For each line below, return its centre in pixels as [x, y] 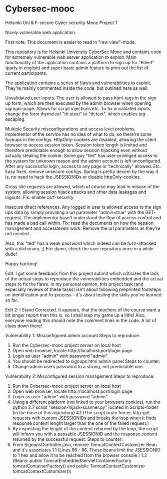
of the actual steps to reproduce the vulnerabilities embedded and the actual [84, 278]
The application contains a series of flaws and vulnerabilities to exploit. [78, 83]
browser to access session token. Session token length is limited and [76, 145]
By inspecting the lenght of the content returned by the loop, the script [85, 428]
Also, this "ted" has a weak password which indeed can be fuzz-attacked [81, 243]
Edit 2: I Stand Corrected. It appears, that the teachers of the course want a [83, 309]
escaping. [15, 119]
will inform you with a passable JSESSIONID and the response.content [85, 434]
